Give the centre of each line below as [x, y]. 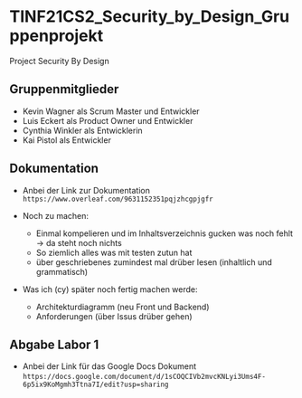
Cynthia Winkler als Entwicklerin [82, 130]
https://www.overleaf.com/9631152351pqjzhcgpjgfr [118, 199]
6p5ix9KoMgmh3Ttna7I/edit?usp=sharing [95, 385]
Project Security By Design [60, 61]
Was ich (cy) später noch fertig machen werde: [110, 289]
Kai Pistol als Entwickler [66, 140]
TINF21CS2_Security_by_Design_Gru [150, 17]
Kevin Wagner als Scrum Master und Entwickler [111, 111]
